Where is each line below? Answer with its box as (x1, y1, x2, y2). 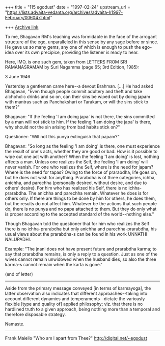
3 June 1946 (5, 74, 30, 79)
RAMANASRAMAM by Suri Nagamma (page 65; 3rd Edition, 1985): (5, 64, 139, 70)
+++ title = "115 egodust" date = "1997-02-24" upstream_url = (5, 4, 131, 10)
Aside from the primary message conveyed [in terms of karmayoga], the (5, 285, 151, 291)
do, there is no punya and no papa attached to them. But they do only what (5, 206, 157, 212)
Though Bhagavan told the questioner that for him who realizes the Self (5, 221, 150, 226)
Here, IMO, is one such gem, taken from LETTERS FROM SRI (5, 59, 127, 64)
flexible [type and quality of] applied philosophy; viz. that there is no (5, 301, 143, 307)
